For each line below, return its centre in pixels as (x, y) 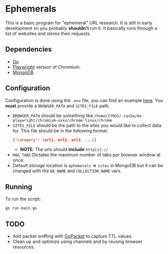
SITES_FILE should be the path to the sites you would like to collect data (87, 125)
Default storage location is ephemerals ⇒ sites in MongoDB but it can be (88, 166)
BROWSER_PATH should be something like (53, 115)
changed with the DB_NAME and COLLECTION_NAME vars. (67, 171)
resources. (24, 247)
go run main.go (21, 208)
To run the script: (23, 199)
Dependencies (29, 49)
